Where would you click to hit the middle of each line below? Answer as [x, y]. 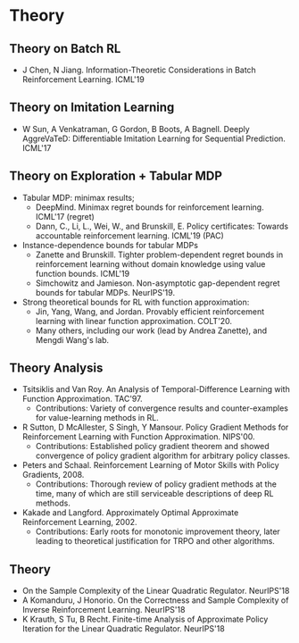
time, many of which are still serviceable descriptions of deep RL [154, 494]
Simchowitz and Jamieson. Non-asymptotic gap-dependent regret [158, 283]
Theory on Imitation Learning [92, 108]
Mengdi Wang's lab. [72, 339]
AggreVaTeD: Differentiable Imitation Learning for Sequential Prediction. [154, 138]
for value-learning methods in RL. [97, 418]
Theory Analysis [56, 368]
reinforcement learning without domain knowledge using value [150, 263]
